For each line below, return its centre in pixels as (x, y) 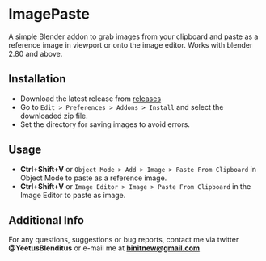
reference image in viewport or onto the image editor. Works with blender (131, 44)
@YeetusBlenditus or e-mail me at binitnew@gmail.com (104, 248)
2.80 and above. (36, 53)
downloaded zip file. (54, 116)
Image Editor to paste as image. (73, 195)
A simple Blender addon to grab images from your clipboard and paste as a (133, 36)
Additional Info (46, 220)
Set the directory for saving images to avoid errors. (105, 124)
